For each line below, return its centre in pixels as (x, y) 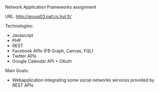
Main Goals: (17, 71)
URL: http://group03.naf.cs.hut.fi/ (38, 16)
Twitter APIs (24, 56)
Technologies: (19, 26)
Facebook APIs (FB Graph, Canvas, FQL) (53, 51)
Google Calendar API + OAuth (42, 61)
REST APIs (23, 85)
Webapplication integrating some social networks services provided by (83, 80)
